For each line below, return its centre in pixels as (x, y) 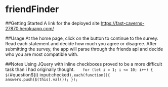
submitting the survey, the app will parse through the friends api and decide (84, 49)
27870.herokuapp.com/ (30, 28)
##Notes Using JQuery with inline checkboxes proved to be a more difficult (84, 64)
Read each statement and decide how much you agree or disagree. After (81, 43)
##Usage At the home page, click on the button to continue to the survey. (82, 38)
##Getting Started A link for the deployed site (52, 23)
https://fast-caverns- (122, 23)
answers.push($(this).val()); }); (42, 79)
